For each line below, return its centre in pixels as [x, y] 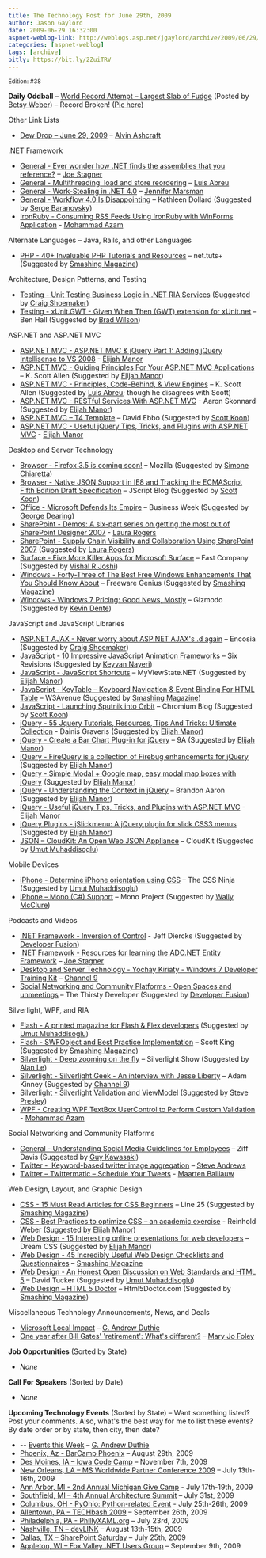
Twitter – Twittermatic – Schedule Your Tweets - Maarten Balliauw [127, 1173]
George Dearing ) [47, 515]
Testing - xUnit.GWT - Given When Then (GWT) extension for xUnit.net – [138, 311]
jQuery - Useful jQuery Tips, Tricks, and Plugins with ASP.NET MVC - [133, 807]
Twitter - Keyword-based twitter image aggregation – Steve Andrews [133, 1165]
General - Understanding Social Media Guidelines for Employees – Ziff [134, 1148]
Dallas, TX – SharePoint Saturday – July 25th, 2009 [103, 1537]
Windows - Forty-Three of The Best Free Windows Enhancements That [135, 574]
